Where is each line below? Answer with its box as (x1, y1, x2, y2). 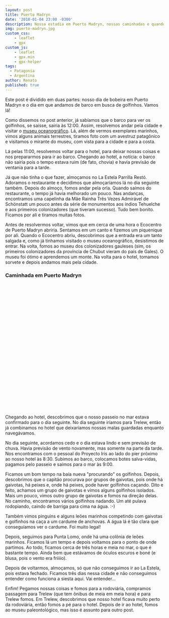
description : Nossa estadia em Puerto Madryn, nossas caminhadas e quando (5, 21, 165, 27)
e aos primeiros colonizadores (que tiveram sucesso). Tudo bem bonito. (5, 206, 154, 212)
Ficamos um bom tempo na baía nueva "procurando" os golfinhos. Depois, (5, 471, 160, 477)
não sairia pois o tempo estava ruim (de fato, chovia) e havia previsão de (5, 159, 156, 165)
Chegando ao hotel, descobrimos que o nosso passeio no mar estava (5, 414, 149, 420)
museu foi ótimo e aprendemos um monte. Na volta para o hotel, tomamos (5, 254, 159, 260)
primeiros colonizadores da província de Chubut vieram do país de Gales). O (5, 248, 164, 254)
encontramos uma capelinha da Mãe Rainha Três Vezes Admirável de (5, 196, 149, 202)
